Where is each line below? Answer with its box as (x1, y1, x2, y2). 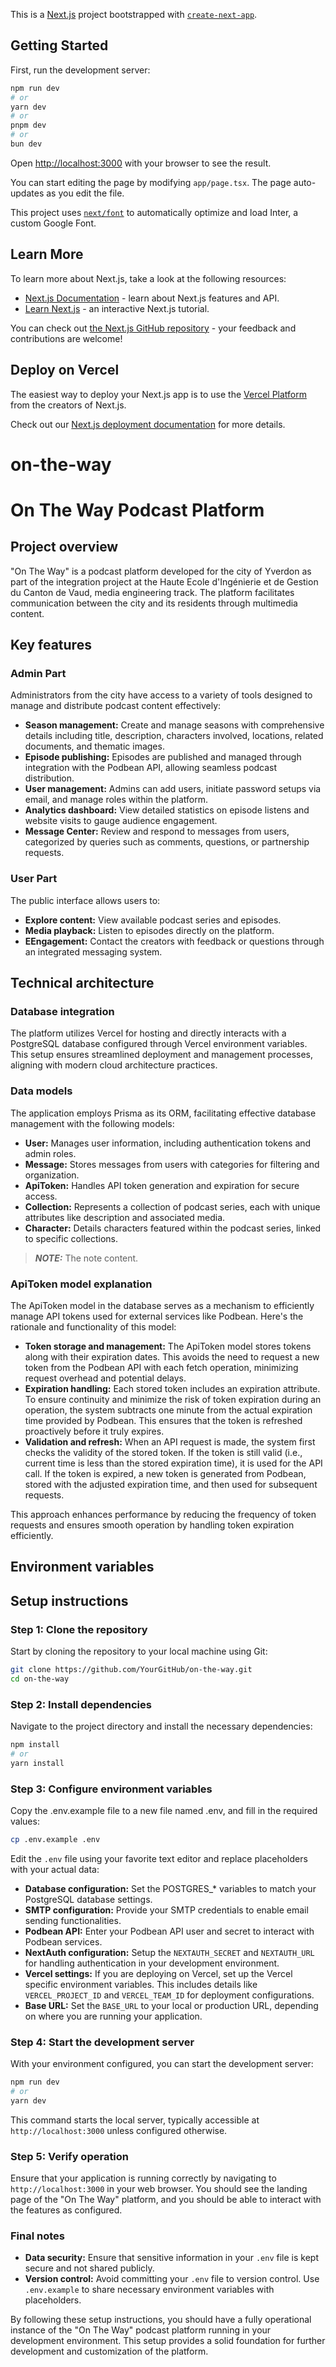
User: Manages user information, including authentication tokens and (24, 1137, 312, 1149)
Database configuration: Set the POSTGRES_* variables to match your (24, 1882, 317, 1894)
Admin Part (10, 667, 67, 681)
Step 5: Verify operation (10, 2149, 130, 2163)
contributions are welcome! (10, 332, 123, 344)
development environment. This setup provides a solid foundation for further (10, 2335, 326, 2347)
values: (10, 1815, 40, 1828)
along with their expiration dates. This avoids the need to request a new (24, 1351, 320, 1363)
